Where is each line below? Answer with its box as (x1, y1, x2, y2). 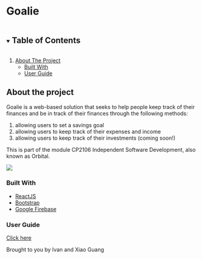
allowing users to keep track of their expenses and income (15, 128, 161, 135)
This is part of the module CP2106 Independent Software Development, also (6, 146, 196, 153)
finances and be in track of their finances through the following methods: (6, 110, 189, 117)
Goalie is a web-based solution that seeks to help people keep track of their (6, 103, 195, 110)
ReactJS (15, 192, 36, 200)
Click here (6, 234, 32, 241)
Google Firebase (15, 205, 57, 212)
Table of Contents (11, 35, 80, 46)
